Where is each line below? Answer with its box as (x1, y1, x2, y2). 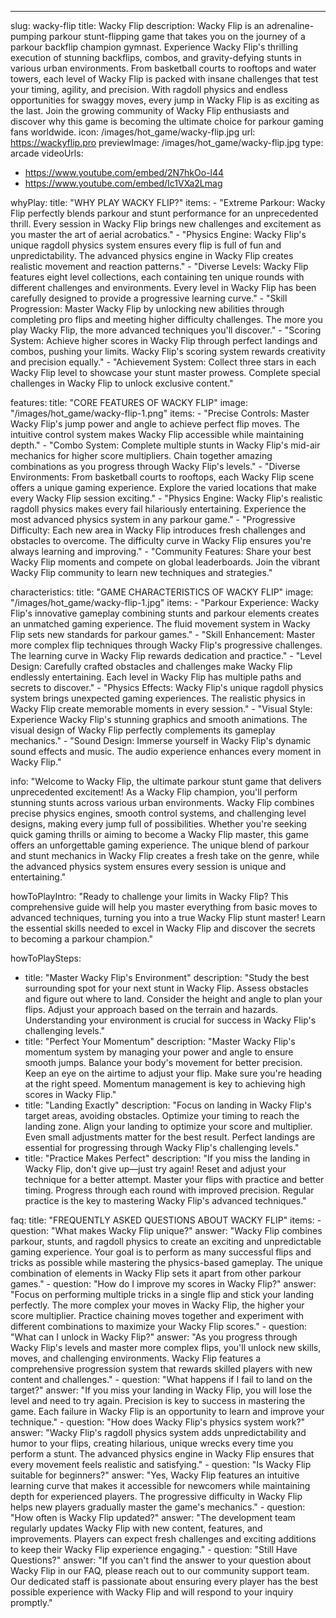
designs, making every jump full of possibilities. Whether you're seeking (10, 818, 307, 830)
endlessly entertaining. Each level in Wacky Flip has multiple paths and (10, 671, 302, 683)
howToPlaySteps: (10, 952, 82, 964)
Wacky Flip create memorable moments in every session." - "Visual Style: (10, 703, 313, 715)
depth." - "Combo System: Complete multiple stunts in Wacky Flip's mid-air (10, 439, 321, 451)
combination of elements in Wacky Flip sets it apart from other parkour (10, 1267, 302, 1279)
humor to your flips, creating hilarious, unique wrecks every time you (10, 1437, 294, 1449)
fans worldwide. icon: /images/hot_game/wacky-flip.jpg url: (10, 126, 256, 138)
